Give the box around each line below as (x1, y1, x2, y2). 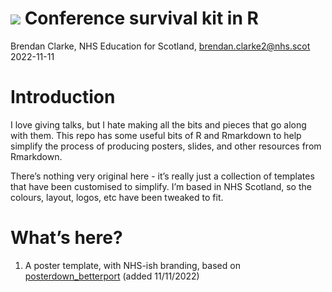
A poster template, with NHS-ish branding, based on (24, 259, 241, 271)
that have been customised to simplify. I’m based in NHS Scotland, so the (10, 180, 312, 192)
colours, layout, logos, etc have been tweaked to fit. (10, 191, 224, 203)
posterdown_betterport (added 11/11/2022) (24, 270, 200, 282)
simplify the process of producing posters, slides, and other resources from (10, 140, 322, 152)
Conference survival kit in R (24, 7, 259, 30)
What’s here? (10, 227, 123, 249)
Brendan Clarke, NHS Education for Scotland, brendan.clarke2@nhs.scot (10, 40, 311, 52)
